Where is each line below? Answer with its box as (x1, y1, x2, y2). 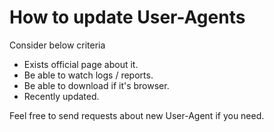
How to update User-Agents (9, 6, 246, 29)
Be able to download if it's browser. (23, 79, 170, 91)
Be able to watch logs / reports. (23, 69, 154, 81)
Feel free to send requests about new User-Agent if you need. (9, 109, 265, 121)
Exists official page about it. (23, 58, 139, 70)
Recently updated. (23, 90, 100, 102)
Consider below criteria (9, 39, 106, 51)
